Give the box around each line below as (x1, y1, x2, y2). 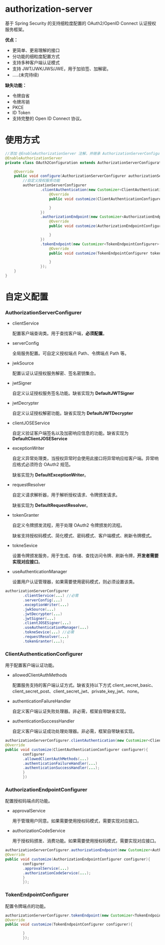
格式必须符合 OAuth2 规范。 (16, 462, 74, 468)
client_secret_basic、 (112, 682, 156, 688)
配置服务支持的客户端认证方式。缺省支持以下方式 (12, 682, 111, 688)
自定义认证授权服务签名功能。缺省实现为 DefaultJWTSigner (12, 390, 134, 396)
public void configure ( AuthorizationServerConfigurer (14, 173, 126, 179)
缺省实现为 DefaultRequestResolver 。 (12, 502, 91, 508)
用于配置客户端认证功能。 (5, 662, 57, 668)
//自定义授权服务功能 (23, 178, 60, 183)
